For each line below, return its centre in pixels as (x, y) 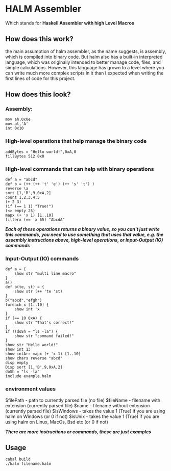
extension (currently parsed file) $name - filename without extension (78, 405)
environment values (31, 389)
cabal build (18, 459)
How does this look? (38, 95)
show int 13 (18, 350)
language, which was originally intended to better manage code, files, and (83, 62)
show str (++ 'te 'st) (39, 292)
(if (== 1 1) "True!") (29, 206)
